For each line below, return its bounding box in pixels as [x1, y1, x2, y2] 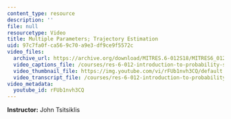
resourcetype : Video [7, 29, 67, 36]
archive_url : [13, 55, 51, 62]
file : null [7, 23, 38, 30]
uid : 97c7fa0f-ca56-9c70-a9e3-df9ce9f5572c [7, 42, 134, 49]
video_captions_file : [13, 61, 76, 68]
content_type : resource [7, 10, 76, 17]
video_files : [7, 49, 45, 56]
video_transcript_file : [13, 74, 81, 81]
